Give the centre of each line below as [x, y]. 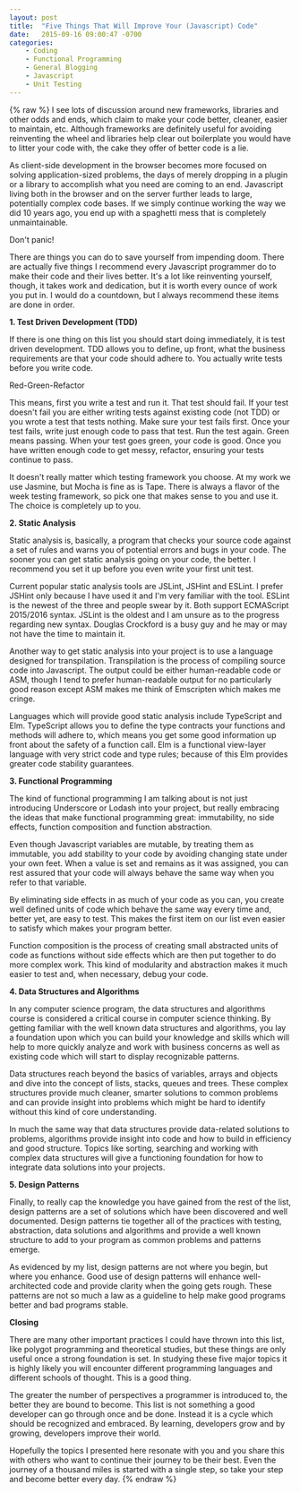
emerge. [25, 1249]
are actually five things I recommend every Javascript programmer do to [143, 266]
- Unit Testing [54, 84]
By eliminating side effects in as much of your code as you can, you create [147, 899]
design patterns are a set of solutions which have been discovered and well [149, 1211]
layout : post [34, 17]
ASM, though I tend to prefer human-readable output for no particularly [141, 679]
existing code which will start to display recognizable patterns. [124, 1056]
